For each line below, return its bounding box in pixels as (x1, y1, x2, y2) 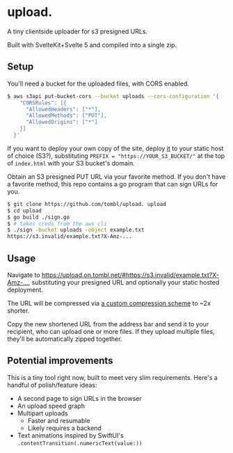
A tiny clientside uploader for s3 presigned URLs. (7, 27, 148, 35)
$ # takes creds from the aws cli (7, 220, 108, 227)
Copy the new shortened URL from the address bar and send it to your (7, 319, 209, 328)
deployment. (7, 285, 43, 294)
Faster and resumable (27, 416, 90, 424)
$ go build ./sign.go (7, 214, 70, 221)
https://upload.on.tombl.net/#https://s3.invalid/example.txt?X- (41, 271, 220, 279)
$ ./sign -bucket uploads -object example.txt (7, 227, 145, 234)
